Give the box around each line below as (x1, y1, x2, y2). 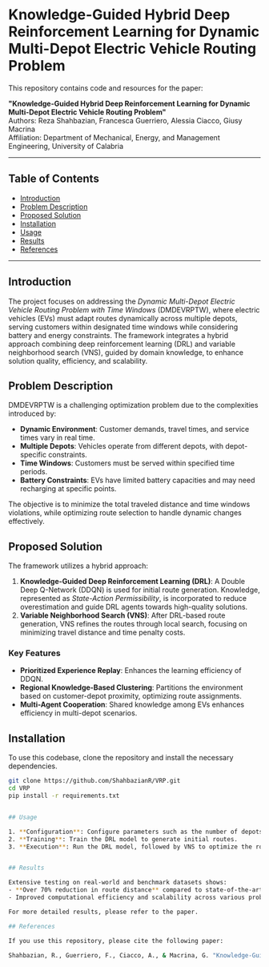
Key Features (8, 647, 62, 659)
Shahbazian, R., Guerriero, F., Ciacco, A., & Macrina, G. (8, 951, 210, 959)
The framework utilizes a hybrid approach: (8, 561, 149, 570)
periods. (19, 467, 48, 477)
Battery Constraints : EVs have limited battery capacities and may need (19, 475, 255, 486)
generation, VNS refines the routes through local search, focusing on (19, 619, 247, 629)
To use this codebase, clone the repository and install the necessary (8, 753, 234, 763)
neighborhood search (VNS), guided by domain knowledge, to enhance (8, 347, 244, 357)
